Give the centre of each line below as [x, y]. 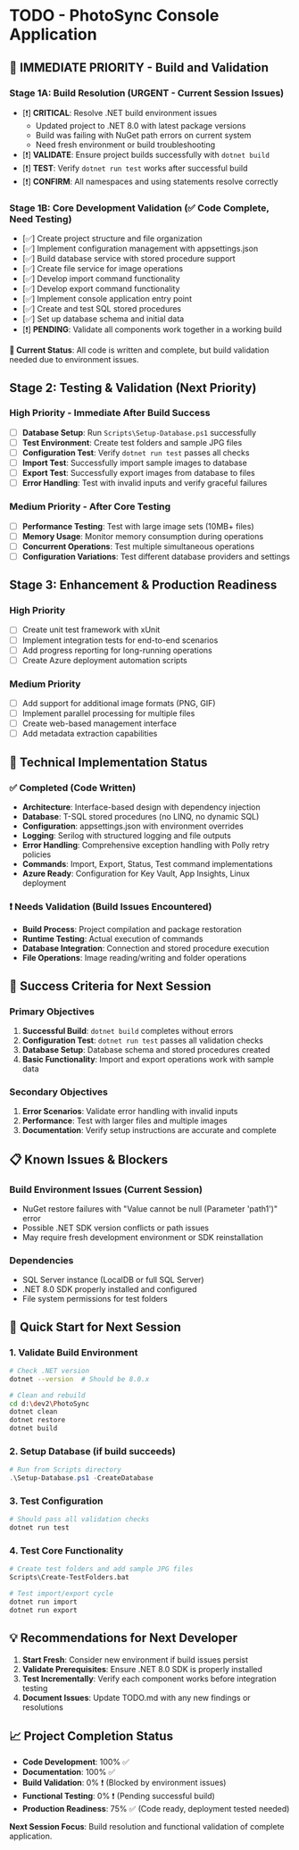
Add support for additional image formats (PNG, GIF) [119, 704]
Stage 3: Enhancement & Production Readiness [143, 585]
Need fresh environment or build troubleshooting [125, 145]
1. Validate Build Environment [74, 1352]
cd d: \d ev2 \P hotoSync [50, 1404]
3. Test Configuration [56, 1501]
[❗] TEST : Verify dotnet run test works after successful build [135, 168]
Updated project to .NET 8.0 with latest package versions [141, 125]
